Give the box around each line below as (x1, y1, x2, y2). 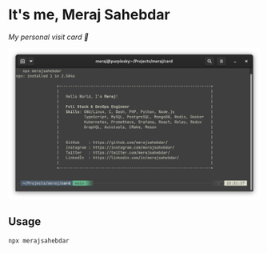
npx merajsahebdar (8, 237, 70, 245)
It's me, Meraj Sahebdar (8, 6, 170, 24)
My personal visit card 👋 (8, 32, 90, 42)
